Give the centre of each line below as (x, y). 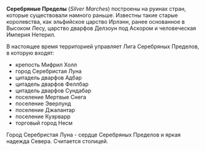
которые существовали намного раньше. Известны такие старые (92, 15)
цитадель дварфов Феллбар (52, 84)
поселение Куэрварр (43, 116)
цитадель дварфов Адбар (48, 78)
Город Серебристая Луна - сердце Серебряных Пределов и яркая (94, 135)
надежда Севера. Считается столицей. (57, 141)
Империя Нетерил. (31, 35)
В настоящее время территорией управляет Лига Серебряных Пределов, (103, 46)
